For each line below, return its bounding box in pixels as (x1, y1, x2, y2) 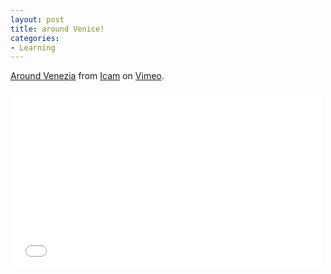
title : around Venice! (10, 24, 105, 34)
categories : (10, 33, 60, 43)
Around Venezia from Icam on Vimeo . (10, 70, 165, 82)
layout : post (10, 14, 65, 25)
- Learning (10, 42, 56, 53)
